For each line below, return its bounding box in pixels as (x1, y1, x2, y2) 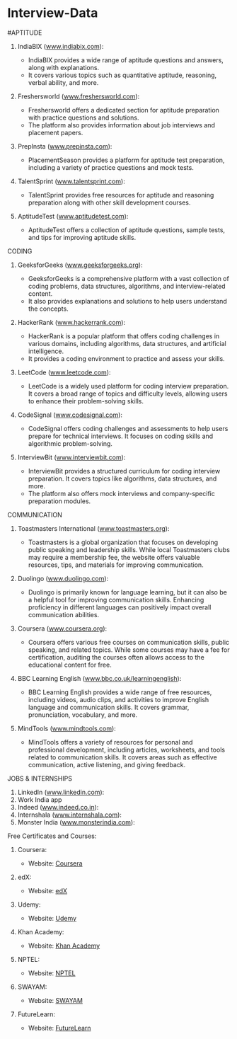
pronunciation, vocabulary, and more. (28, 710, 138, 719)
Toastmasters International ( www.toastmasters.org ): (17, 524, 170, 532)
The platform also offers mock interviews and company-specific (28, 489, 216, 498)
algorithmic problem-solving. (28, 439, 113, 447)
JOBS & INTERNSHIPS (7, 774, 73, 783)
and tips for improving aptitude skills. (28, 233, 137, 241)
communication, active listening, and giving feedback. (28, 760, 186, 769)
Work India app (17, 795, 62, 804)
